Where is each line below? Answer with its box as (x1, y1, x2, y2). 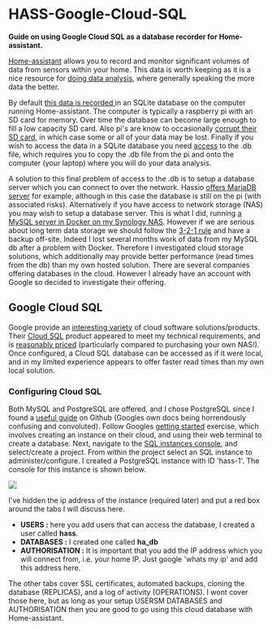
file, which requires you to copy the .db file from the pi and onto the (8, 149, 234, 159)
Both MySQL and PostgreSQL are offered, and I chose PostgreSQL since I (8, 404, 255, 414)
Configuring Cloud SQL (8, 386, 102, 397)
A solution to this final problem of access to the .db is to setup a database (8, 174, 255, 183)
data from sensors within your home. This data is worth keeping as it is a (8, 64, 252, 74)
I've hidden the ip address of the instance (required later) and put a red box (8, 496, 261, 506)
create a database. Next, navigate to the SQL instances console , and (8, 439, 238, 449)
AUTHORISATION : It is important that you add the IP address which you (19, 545, 262, 556)
